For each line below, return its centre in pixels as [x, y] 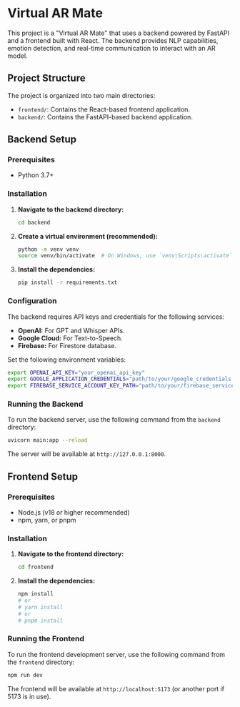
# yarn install [40, 607]
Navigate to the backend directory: [71, 209]
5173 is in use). [29, 696]
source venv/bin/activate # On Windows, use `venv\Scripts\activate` [125, 256]
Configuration [32, 301]
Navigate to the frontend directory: [71, 554]
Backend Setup [42, 140]
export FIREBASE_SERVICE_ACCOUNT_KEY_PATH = [73, 386]
